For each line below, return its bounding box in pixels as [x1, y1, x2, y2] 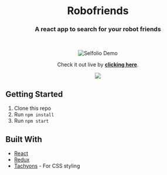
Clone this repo [13, 105, 51, 112]
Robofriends [67, 4, 129, 18]
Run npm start [13, 117, 49, 124]
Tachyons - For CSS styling [13, 163, 80, 170]
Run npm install [13, 111, 54, 118]
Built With [5, 134, 42, 144]
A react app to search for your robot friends [34, 25, 162, 33]
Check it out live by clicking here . [57, 61, 139, 68]
